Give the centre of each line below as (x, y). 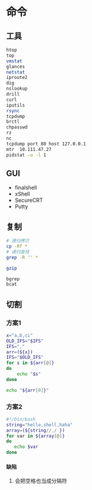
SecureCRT (29, 200)
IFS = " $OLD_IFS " (25, 358)
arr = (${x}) (20, 352)
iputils (16, 105)
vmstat (14, 61)
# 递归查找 (18, 252)
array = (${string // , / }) (36, 430)
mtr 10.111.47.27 (29, 149)
